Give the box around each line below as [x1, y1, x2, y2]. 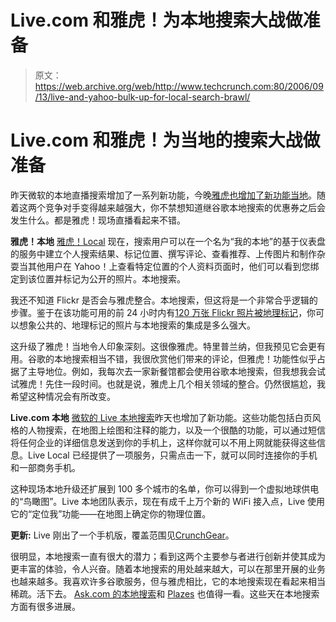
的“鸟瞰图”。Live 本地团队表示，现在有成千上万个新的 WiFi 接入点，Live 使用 [10, 495, 326, 507]
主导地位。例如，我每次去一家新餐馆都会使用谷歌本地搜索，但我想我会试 [27, 365, 326, 377]
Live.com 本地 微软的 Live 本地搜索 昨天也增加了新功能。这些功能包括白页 [10, 411, 313, 423]
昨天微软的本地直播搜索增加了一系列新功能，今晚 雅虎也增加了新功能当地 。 [10, 189, 317, 201]
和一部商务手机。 [10, 461, 81, 473]
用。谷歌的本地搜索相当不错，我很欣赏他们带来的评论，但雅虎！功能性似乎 [10, 352, 317, 365]
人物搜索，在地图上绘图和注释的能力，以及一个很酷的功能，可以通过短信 [27, 424, 326, 436]
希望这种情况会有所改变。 [10, 390, 116, 402]
